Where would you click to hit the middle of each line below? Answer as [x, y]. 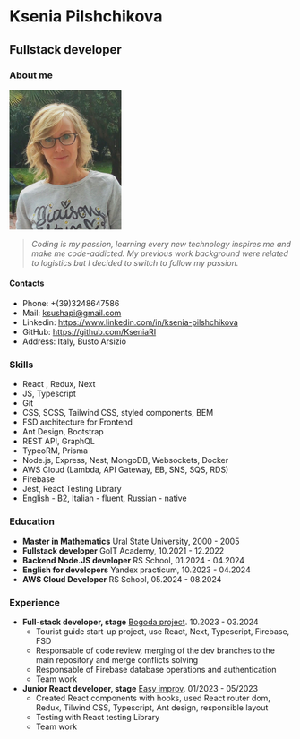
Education [32, 521]
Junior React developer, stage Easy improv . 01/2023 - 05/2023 [140, 688]
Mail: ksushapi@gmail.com [72, 313]
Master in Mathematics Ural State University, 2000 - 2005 [131, 541]
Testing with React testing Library [98, 717]
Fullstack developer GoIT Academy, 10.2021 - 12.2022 [123, 550]
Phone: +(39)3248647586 [71, 304]
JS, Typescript [49, 394]
